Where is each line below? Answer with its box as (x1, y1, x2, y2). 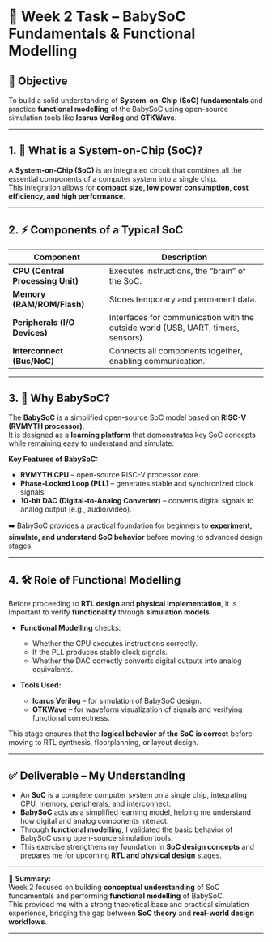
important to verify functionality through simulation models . (8, 607, 212, 617)
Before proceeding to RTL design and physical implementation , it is (8, 599, 237, 609)
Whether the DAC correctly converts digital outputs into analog (32, 656, 242, 666)
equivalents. (32, 665, 74, 674)
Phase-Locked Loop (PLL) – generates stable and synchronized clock (19, 478, 254, 489)
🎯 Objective (8, 74, 68, 88)
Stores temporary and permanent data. (108, 293, 257, 305)
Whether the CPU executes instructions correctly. (32, 639, 198, 649)
